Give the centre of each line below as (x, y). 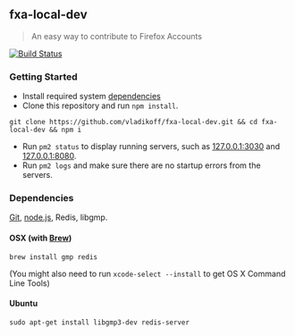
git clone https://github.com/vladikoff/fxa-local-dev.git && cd (133, 122)
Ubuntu (24, 304)
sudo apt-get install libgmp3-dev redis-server (100, 322)
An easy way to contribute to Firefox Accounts (117, 36)
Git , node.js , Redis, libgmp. (59, 217)
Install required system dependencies (91, 97)
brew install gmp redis (54, 257)
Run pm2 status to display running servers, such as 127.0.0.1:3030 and (151, 147)
